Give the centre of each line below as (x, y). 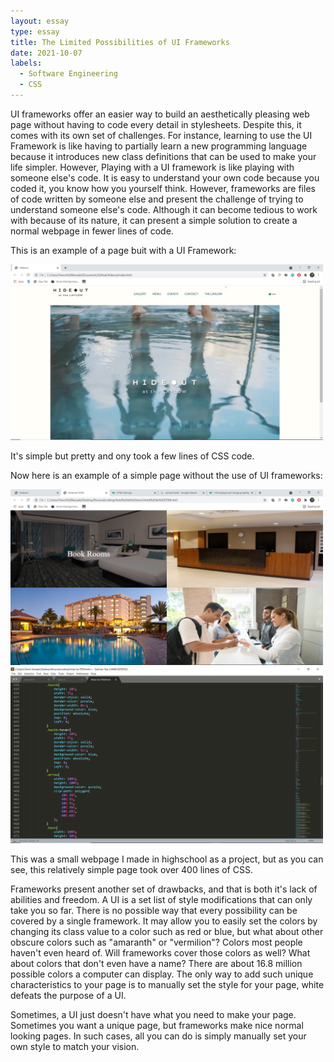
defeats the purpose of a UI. (68, 995)
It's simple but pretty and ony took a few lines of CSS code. (132, 456)
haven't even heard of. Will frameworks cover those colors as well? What (160, 952)
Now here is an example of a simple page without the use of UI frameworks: (166, 476)
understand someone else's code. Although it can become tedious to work (164, 209)
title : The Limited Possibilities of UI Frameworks (120, 42)
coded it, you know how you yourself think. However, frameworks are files (163, 188)
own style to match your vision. (75, 1046)
